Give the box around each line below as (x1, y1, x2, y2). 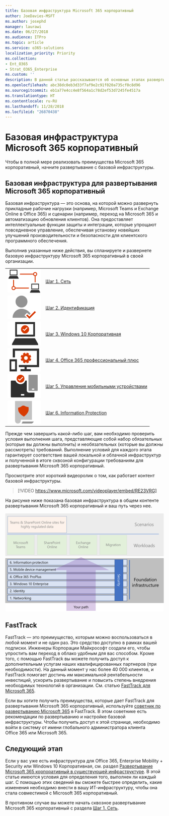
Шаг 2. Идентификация (45, 305, 95, 311)
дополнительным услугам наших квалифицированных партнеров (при (5, 661, 157, 667)
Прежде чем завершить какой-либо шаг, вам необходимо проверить (5, 430, 155, 436)
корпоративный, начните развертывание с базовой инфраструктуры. (5, 164, 155, 170)
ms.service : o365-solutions (5, 45, 64, 50)
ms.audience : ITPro (5, 35, 46, 40)
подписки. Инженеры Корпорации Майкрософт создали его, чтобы (5, 645, 150, 651)
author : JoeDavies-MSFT (5, 13, 55, 19)
